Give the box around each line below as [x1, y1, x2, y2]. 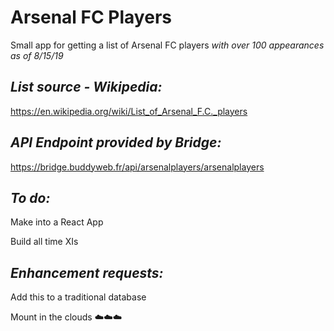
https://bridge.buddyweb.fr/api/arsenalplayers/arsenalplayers [10, 161, 265, 173]
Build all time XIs [10, 236, 79, 248]
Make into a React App [10, 216, 104, 228]
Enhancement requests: [10, 264, 164, 281]
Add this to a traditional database [10, 291, 147, 303]
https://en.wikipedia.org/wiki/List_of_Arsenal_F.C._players [10, 105, 248, 117]
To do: [10, 189, 51, 206]
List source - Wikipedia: [10, 79, 163, 96]
